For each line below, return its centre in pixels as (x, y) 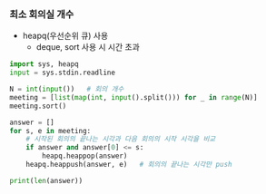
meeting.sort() (38, 106)
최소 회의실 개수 (42, 14)
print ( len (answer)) (46, 180)
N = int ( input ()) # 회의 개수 (67, 89)
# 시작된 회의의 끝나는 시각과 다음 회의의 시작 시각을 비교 (121, 139)
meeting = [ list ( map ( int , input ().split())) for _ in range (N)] (133, 97)
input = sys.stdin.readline (63, 73)
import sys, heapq (44, 64)
